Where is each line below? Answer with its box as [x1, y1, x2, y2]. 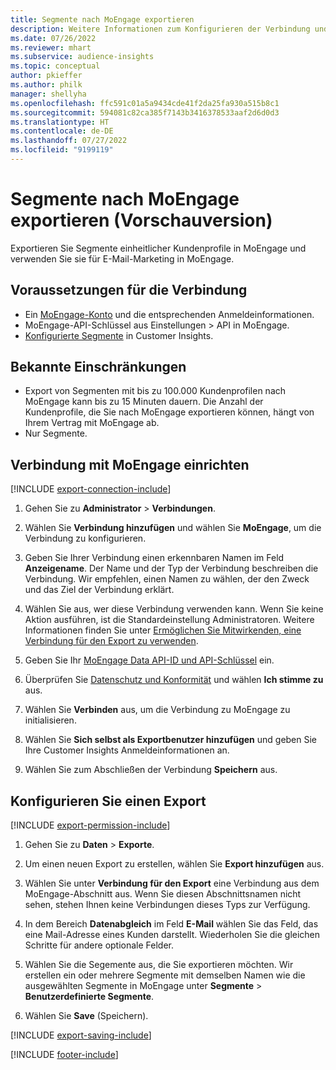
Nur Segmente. [24, 427, 88, 440]
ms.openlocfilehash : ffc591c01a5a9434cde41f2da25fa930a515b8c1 [10, 98, 280, 108]
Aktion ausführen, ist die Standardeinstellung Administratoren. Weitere [24, 614, 315, 626]
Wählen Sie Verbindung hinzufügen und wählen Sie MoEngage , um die [24, 522, 322, 534]
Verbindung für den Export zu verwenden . [24, 635, 199, 647]
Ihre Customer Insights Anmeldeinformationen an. [24, 744, 230, 756]
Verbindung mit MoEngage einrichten [10, 456, 250, 473]
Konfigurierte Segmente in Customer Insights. [24, 329, 214, 341]
